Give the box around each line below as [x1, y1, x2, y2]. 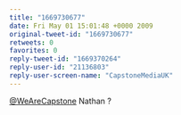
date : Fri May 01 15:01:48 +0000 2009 [9, 21, 153, 30]
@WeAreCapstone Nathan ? [9, 95, 111, 106]
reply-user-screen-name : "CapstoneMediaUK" [9, 71, 174, 80]
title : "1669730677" [9, 12, 86, 22]
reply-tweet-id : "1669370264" [9, 54, 122, 63]
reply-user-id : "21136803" [9, 63, 110, 72]
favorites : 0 [9, 46, 58, 55]
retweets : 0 [9, 37, 53, 47]
